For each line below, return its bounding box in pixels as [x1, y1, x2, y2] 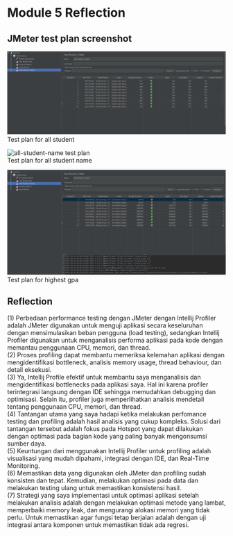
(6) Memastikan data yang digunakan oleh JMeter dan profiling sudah [7, 469, 207, 478]
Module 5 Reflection [7, 5, 126, 21]
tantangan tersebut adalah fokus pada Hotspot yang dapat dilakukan [7, 425, 203, 433]
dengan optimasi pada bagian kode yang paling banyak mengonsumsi [7, 432, 207, 441]
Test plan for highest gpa [7, 275, 79, 284]
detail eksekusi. [7, 366, 52, 374]
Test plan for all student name [7, 156, 92, 164]
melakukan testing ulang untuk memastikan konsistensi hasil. [7, 484, 182, 492]
